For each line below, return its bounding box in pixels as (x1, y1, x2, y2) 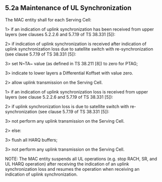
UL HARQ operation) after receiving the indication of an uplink (5, 161, 129, 167)
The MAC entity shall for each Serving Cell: (5, 17, 91, 22)
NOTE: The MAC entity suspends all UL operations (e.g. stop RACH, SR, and (5, 156, 157, 162)
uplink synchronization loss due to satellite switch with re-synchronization (5, 46, 153, 52)
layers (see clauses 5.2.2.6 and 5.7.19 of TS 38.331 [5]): (5, 31, 116, 37)
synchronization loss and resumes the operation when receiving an (5, 166, 140, 172)
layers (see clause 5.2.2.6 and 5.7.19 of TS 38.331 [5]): (5, 94, 113, 100)
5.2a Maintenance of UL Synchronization (5, 4, 132, 12)
